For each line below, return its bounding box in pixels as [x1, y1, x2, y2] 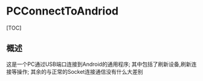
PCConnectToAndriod [6, 4, 119, 18]
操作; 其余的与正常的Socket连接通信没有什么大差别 [16, 68, 143, 75]
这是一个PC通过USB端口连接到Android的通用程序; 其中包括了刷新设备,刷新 [6, 60, 192, 68]
